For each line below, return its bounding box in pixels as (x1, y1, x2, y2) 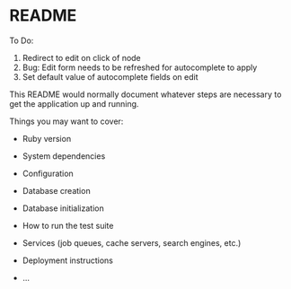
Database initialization (22, 203, 105, 214)
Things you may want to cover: (9, 116, 124, 127)
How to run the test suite (22, 220, 114, 231)
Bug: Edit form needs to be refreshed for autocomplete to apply (22, 62, 258, 73)
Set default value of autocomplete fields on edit (22, 71, 198, 82)
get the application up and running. (9, 98, 139, 109)
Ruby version (22, 133, 72, 144)
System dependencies (22, 150, 106, 162)
